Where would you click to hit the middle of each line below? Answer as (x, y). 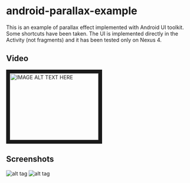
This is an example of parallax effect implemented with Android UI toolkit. (95, 27)
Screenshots (30, 159)
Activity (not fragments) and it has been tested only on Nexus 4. (84, 40)
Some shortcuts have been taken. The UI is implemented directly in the (92, 33)
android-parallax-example (72, 11)
